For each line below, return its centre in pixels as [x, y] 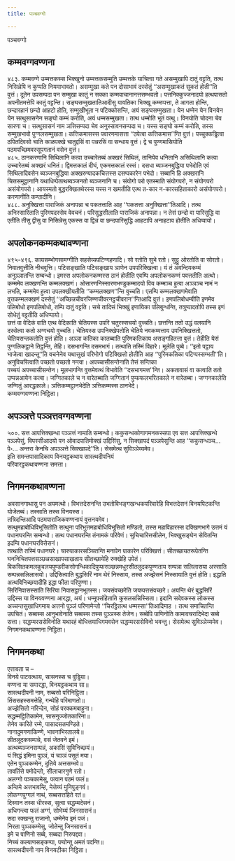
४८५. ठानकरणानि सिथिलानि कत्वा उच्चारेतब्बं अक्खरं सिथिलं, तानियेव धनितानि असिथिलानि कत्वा [113, 157]
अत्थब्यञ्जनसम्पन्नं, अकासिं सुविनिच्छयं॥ [51, 747]
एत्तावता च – [21, 669]
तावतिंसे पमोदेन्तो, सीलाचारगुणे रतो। [47, 771]
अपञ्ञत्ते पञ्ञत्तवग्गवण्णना [49, 416]
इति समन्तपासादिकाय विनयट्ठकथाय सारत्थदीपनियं [60, 457]
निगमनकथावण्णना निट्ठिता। [37, 629]
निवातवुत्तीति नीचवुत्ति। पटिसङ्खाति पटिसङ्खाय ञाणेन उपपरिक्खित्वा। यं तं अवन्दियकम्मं [104, 268]
